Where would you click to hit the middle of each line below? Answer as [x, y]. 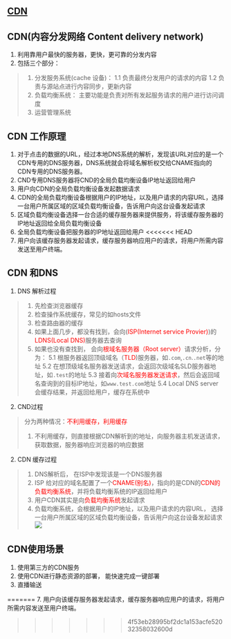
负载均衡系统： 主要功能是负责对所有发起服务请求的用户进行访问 [126, 95]
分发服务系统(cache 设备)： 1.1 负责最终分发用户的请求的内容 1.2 [126, 78]
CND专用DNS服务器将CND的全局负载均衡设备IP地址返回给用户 [106, 180]
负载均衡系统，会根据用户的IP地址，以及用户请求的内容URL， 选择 [129, 508]
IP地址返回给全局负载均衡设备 [59, 223]
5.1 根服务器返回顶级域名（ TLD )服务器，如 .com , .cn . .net [127, 357]
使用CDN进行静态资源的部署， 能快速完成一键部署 [89, 575]
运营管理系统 [53, 113]
